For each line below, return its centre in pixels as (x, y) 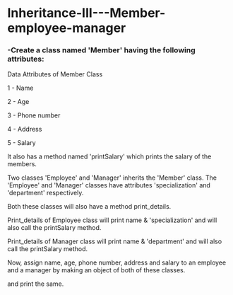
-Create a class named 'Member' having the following (101, 50)
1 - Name (20, 88)
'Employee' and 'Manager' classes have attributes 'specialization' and (109, 185)
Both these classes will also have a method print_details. (89, 207)
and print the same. (36, 284)
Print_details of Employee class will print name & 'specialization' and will (112, 220)
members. (22, 164)
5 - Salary (22, 143)
